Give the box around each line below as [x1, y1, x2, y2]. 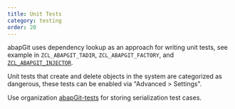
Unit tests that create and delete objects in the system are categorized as [7, 72, 222, 81]
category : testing [7, 17, 62, 24]
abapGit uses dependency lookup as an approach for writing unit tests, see [7, 43, 228, 52]
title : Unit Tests [7, 10, 62, 18]
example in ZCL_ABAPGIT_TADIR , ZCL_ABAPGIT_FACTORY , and [7, 51, 174, 59]
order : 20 [7, 24, 37, 31]
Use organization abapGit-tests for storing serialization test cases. [7, 93, 202, 102]
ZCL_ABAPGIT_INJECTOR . [7, 58, 73, 67]
